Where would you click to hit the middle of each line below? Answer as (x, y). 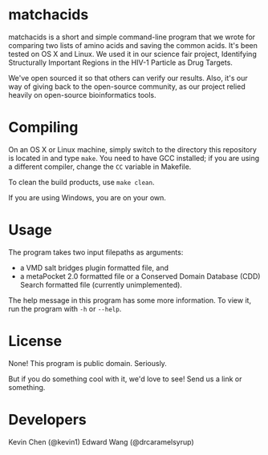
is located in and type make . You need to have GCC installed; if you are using (134, 158)
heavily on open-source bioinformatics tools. (82, 95)
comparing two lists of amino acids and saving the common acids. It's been (133, 45)
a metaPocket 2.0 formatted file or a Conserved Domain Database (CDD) (140, 276)
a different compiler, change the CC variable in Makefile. (100, 167)
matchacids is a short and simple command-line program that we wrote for (132, 37)
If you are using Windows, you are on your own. (87, 197)
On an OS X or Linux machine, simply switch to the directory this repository (132, 149)
